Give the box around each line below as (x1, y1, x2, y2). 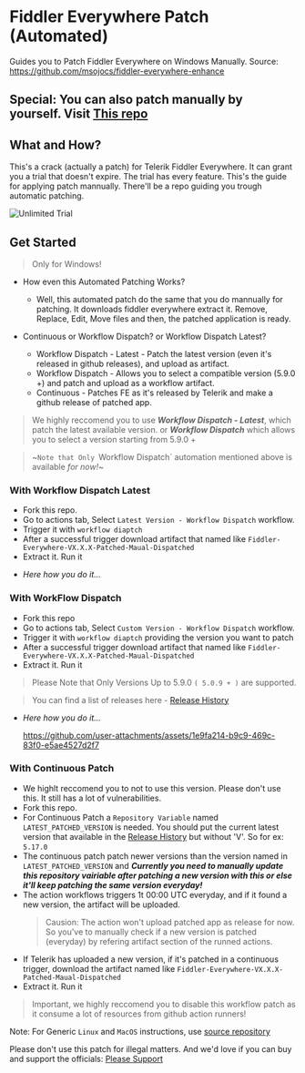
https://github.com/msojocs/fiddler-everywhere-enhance (9, 66, 225, 77)
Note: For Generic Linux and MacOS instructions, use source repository (9, 1026, 271, 1037)
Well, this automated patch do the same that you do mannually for (36, 293, 284, 304)
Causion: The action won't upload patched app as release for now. (45, 916, 295, 927)
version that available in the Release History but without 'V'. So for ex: (22, 831, 284, 842)
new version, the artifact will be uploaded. (22, 899, 180, 910)
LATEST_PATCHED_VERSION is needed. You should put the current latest (22, 822, 280, 833)
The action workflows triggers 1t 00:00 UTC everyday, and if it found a (22, 889, 288, 900)
